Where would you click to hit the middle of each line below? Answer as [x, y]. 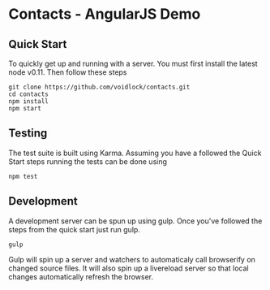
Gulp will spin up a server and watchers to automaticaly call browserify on [132, 259]
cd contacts [28, 94]
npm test [23, 176]
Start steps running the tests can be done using [88, 161]
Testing [28, 134]
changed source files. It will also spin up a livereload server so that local [129, 268]
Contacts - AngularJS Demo [105, 14]
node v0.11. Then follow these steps [68, 72]
